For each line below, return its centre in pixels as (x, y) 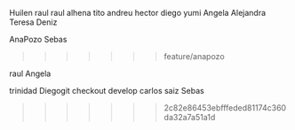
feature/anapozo (194, 56)
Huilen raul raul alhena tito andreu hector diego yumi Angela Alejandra (138, 13)
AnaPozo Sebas (38, 39)
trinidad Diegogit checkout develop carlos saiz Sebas (107, 91)
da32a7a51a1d (190, 117)
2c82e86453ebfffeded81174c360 (225, 108)
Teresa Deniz (33, 22)
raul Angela (30, 73)
